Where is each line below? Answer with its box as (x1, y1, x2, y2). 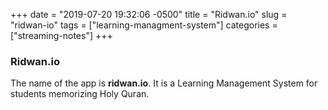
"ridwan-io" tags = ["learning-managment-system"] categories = (10, 19, 278, 31)
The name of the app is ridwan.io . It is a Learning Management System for (10, 77, 318, 89)
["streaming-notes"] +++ (10, 30, 113, 41)
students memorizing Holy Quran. (10, 88, 150, 100)
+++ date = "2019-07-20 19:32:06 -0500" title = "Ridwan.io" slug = (10, 9, 288, 20)
